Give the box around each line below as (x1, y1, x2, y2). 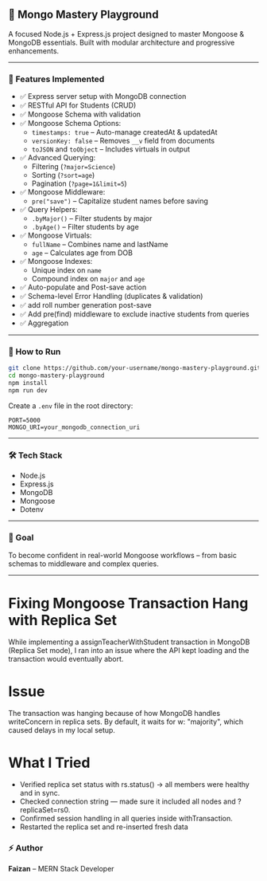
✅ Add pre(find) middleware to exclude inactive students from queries (19, 309, 250, 319)
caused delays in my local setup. (8, 726, 115, 735)
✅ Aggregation (19, 318, 69, 328)
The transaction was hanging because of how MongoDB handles (8, 709, 221, 718)
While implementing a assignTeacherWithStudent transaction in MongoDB (8, 637, 250, 647)
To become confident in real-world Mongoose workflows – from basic (8, 550, 237, 560)
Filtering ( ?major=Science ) (31, 162, 116, 171)
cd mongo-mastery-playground (8, 372, 105, 380)
